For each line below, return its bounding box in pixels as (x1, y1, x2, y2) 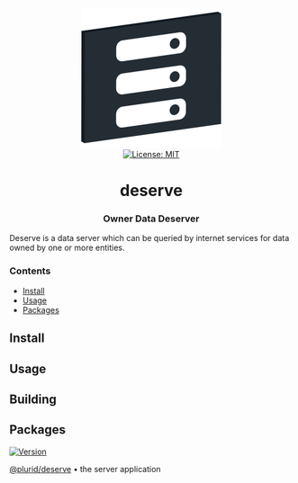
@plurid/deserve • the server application (9, 463, 161, 474)
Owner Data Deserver (103, 212, 200, 225)
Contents (9, 264, 51, 277)
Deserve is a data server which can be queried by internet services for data (9, 233, 290, 244)
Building (9, 391, 57, 407)
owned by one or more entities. (9, 242, 125, 254)
